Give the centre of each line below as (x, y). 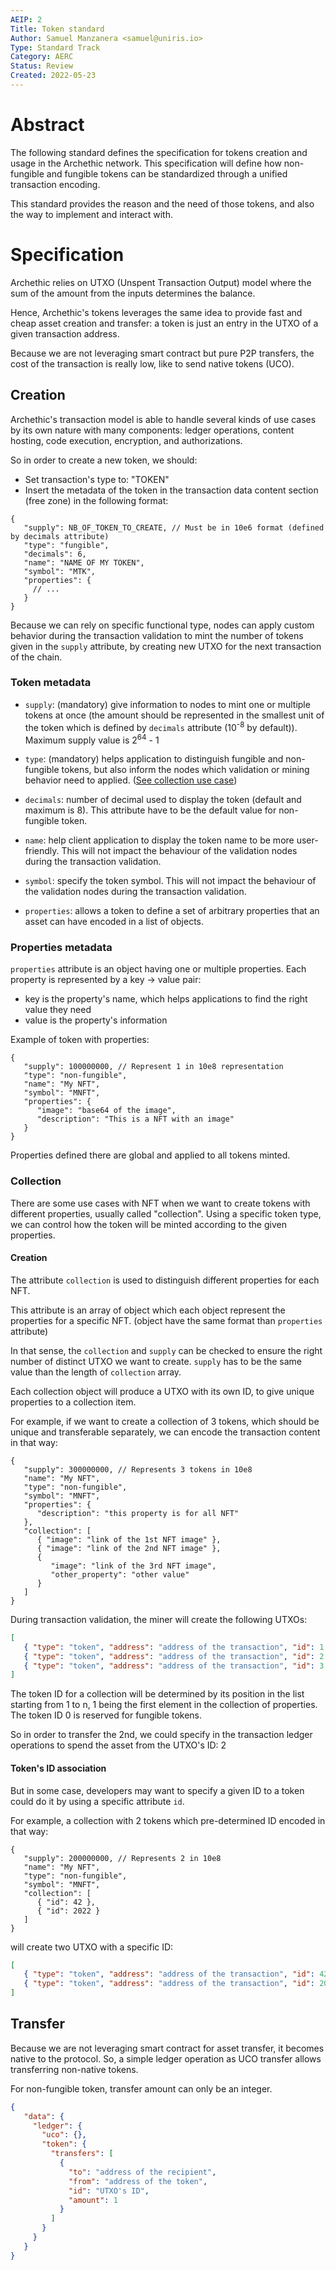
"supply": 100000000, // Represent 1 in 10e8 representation (153, 1067)
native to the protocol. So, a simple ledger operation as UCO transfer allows (166, 2058)
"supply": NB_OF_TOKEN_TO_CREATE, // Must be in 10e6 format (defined (174, 527)
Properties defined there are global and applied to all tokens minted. (150, 1155)
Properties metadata (61, 948)
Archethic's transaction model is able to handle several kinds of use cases (163, 419)
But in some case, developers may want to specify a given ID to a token (157, 1790)
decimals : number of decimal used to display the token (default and (163, 800)
